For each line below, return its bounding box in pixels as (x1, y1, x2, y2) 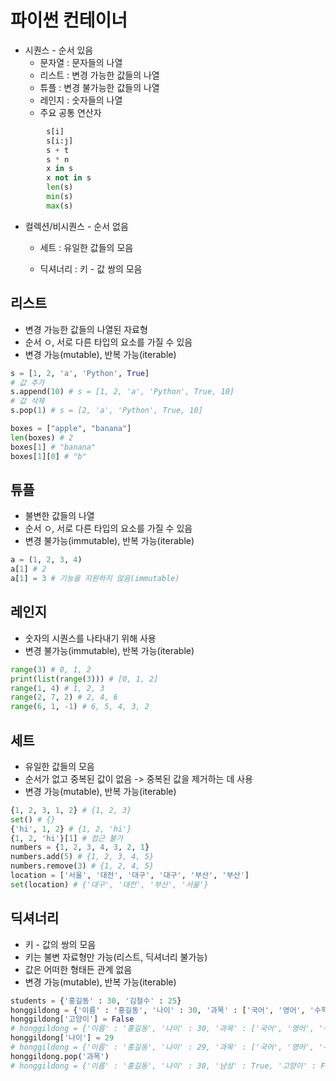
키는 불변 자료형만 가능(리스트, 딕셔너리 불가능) (24, 951, 208, 963)
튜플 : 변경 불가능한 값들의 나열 (39, 81, 160, 93)
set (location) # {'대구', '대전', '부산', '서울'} (10, 879, 209, 890)
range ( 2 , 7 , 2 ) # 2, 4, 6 (10, 692, 118, 703)
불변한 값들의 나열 (24, 510, 95, 522)
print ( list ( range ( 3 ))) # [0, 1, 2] (10, 674, 159, 684)
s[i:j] (46, 136, 74, 146)
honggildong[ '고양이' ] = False (10, 1014, 135, 1025)
